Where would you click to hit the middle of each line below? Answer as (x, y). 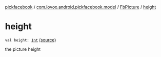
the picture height (23, 49)
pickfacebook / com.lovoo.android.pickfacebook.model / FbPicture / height (80, 7)
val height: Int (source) (30, 40)
